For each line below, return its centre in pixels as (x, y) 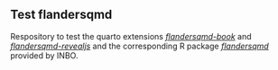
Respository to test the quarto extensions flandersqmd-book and (131, 36)
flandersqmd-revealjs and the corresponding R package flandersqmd (139, 46)
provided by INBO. (44, 55)
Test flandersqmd (61, 15)
